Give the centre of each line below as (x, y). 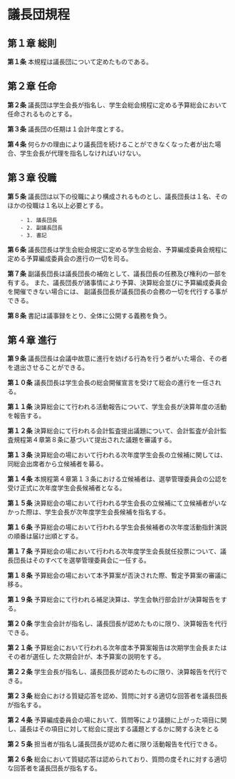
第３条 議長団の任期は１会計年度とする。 (68, 129)
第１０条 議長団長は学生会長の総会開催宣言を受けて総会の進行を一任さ (111, 383)
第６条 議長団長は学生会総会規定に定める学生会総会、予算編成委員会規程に (117, 249)
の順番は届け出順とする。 (45, 536)
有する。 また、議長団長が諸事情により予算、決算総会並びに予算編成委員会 (117, 282)
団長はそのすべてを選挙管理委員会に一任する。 (82, 561)
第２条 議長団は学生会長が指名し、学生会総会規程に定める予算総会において (117, 105)
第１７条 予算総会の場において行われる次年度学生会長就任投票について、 (114, 551)
